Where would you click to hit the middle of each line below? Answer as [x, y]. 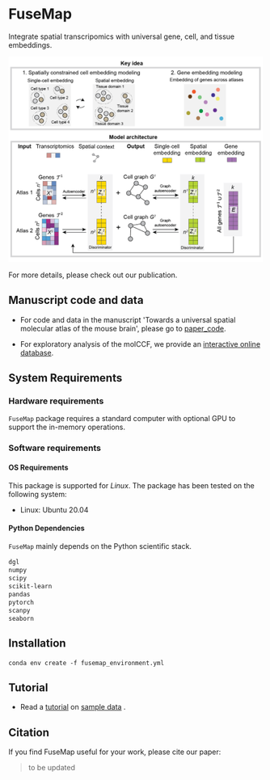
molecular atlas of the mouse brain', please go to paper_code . [123, 328]
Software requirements [55, 448]
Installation [37, 643]
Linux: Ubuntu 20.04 [54, 509]
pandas [19, 594]
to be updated [51, 768]
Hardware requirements [56, 401]
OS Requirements [38, 467]
